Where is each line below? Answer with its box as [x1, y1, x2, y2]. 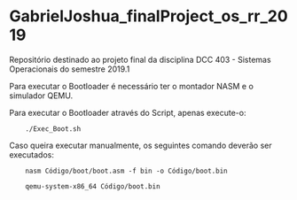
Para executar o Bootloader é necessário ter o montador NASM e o [9, 81, 254, 91]
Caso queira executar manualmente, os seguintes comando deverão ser [9, 140, 272, 150]
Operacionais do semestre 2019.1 [9, 64, 130, 74]
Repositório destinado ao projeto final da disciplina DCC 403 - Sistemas [9, 54, 272, 65]
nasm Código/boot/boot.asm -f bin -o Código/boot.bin [25, 166, 228, 175]
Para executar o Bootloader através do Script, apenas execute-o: [9, 107, 246, 118]
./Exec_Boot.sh [25, 124, 82, 134]
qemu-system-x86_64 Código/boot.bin [25, 181, 161, 191]
